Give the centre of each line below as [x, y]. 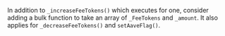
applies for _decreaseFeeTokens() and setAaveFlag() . [84, 25]
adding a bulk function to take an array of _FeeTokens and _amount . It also [113, 18]
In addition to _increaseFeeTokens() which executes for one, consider [108, 10]
